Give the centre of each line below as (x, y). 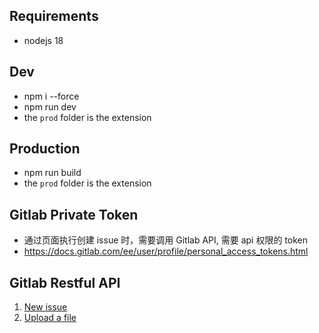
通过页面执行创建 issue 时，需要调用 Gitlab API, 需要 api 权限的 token (166, 240)
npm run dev (50, 106)
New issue (45, 307)
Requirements (54, 16)
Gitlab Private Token (74, 214)
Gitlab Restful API (65, 282)
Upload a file (50, 318)
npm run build (52, 173)
